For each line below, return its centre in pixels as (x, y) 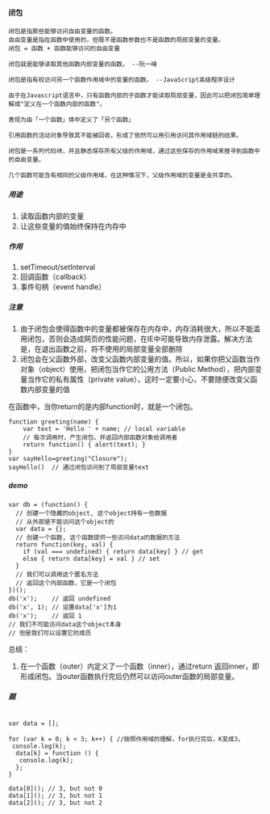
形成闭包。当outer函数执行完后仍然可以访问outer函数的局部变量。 (129, 677)
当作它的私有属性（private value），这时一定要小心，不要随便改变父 (139, 379)
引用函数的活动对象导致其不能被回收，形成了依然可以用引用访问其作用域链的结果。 (125, 136)
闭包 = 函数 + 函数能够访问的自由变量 (64, 49)
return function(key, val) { (64, 545)
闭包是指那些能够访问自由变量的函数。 (62, 32)
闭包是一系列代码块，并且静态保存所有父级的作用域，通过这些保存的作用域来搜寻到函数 (131, 151)
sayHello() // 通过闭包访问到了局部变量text (79, 468)
